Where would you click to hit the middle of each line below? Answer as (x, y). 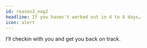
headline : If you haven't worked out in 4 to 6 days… (73, 17)
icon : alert (20, 22)
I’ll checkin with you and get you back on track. (63, 39)
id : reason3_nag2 (27, 11)
